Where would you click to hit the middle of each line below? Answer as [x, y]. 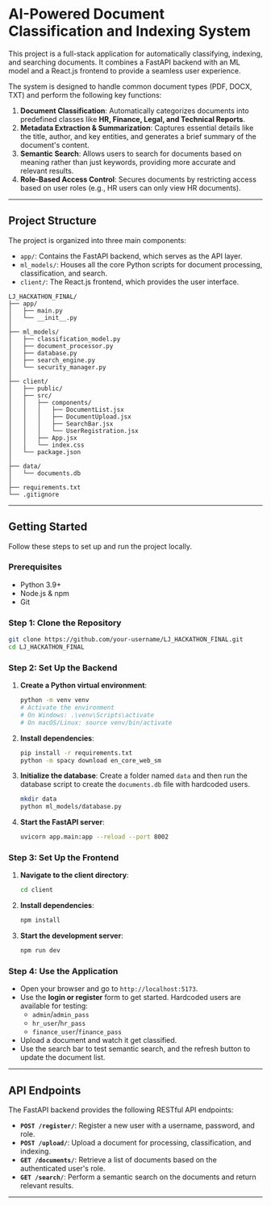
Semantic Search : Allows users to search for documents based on [131, 153]
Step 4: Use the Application [63, 971]
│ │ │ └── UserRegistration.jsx [73, 431]
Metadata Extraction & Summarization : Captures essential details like [137, 128]
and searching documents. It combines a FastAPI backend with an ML [124, 62]
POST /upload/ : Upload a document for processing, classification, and [135, 1143]
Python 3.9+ [41, 584]
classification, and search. [63, 273]
